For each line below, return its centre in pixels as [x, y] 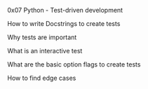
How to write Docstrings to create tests [64, 23]
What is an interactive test [45, 51]
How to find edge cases [42, 78]
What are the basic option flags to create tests [74, 64]
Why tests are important [42, 37]
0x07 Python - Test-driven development [65, 10]
